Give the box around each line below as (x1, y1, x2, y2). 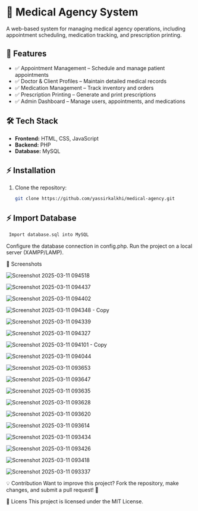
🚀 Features (6, 49, 47, 59)
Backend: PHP (14, 141, 52, 148)
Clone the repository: (14, 184, 67, 191)
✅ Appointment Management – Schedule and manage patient (14, 64, 165, 71)
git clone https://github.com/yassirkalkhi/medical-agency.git (14, 196, 175, 202)
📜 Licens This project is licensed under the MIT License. (6, 497, 144, 505)
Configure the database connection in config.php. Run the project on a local (6, 242, 193, 250)
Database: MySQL (14, 147, 61, 154)
